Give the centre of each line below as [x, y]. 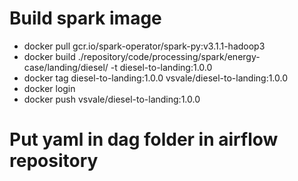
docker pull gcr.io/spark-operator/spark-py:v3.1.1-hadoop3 [144, 46]
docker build [49, 56]
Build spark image [85, 18]
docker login [49, 88]
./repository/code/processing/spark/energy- [169, 56]
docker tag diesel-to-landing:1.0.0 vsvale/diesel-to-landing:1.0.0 [156, 78]
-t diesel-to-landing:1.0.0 [161, 67]
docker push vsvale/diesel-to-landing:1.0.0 [112, 99]
